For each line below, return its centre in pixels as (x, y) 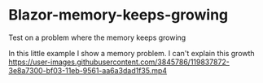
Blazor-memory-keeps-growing (118, 15)
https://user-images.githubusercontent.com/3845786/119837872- (119, 62)
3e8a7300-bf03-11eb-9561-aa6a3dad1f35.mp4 (88, 70)
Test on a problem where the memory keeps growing (97, 37)
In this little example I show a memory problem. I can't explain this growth (131, 53)
